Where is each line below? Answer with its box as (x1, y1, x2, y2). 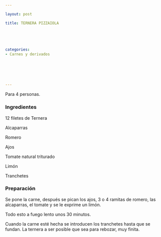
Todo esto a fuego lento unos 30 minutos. (5, 211, 91, 217)
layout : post (5, 11, 32, 16)
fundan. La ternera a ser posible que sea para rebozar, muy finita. (5, 226, 140, 232)
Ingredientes (5, 104, 37, 111)
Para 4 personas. (5, 91, 41, 97)
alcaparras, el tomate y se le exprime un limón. (5, 202, 101, 208)
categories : (5, 47, 30, 52)
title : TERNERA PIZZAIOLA (5, 20, 59, 25)
